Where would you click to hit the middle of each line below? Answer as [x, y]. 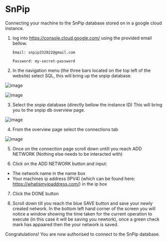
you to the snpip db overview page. [49, 110]
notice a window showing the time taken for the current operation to [82, 214]
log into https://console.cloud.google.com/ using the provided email [82, 38]
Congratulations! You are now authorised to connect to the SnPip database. [83, 234]
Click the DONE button [35, 194]
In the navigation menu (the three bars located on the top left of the [82, 70]
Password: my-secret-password [44, 61]
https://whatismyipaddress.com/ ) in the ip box [60, 184]
